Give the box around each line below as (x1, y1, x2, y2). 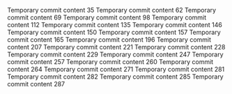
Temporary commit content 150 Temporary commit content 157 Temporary (7, 28, 221, 36)
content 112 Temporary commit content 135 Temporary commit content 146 (7, 21, 223, 29)
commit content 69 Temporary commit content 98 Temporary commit (7, 13, 207, 22)
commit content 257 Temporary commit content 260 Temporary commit (7, 58, 214, 65)
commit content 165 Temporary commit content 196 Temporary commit (7, 36, 211, 44)
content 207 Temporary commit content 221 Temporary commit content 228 (7, 43, 226, 51)
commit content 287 (7, 80, 65, 88)
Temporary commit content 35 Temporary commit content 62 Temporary (7, 6, 217, 14)
